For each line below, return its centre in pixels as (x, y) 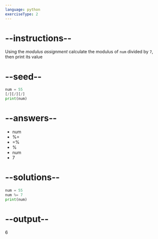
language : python (23, 10)
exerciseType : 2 (22, 14)
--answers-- (31, 118)
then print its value (24, 57)
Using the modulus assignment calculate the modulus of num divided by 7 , (79, 52)
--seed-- (23, 77)
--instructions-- (38, 38)
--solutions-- (33, 177)
